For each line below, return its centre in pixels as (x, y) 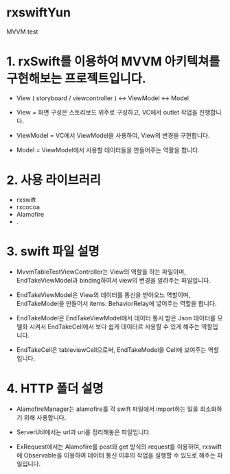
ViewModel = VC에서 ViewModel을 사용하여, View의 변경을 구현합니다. (113, 135)
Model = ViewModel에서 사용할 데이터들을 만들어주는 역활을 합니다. (108, 150)
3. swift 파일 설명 (53, 251)
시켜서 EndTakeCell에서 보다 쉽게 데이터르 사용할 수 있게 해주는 (115, 327)
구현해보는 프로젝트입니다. (77, 79)
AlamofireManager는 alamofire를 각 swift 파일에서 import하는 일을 (107, 409)
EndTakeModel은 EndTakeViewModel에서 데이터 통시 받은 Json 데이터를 (116, 318)
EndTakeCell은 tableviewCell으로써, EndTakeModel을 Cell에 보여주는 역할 (118, 349)
